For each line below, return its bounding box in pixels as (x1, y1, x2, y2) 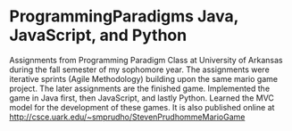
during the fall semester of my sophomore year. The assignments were (9, 64, 270, 75)
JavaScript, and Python (9, 25, 188, 45)
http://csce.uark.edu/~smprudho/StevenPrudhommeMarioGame (9, 111, 246, 122)
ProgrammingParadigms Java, (9, 6, 239, 27)
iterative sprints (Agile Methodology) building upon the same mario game (9, 73, 279, 84)
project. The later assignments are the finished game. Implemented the (9, 83, 271, 94)
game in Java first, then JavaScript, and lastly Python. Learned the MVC (9, 92, 275, 103)
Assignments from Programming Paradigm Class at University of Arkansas (9, 54, 283, 65)
